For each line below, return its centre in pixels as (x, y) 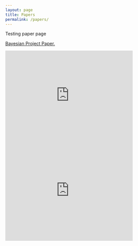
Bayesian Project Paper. (30, 44)
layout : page (19, 10)
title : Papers (20, 15)
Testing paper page (26, 34)
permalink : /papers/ (27, 19)
